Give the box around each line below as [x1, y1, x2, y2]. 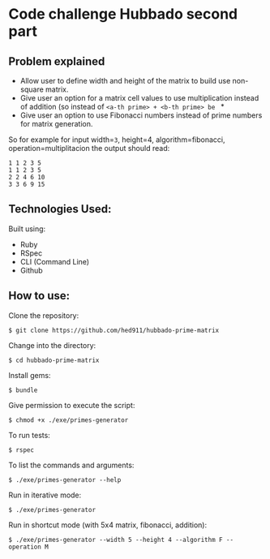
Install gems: [8, 370, 51, 380]
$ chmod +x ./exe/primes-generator [8, 415, 129, 424]
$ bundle [8, 386, 38, 394]
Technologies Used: [8, 202, 112, 216]
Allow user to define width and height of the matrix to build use [19, 76, 231, 85]
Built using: [8, 224, 46, 234]
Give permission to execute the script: [8, 400, 135, 410]
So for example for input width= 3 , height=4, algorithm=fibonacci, [8, 135, 225, 144]
